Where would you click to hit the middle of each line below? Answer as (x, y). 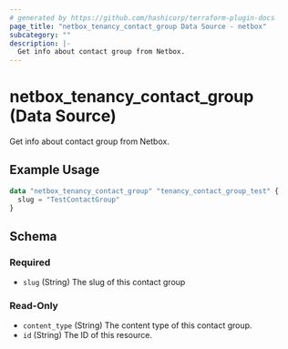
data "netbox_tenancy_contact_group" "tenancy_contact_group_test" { (144, 191)
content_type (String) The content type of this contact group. (137, 325)
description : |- (40, 43)
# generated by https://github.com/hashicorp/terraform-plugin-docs (142, 18)
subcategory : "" (40, 35)
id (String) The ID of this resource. (87, 335)
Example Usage (55, 170)
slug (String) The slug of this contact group (104, 282)
